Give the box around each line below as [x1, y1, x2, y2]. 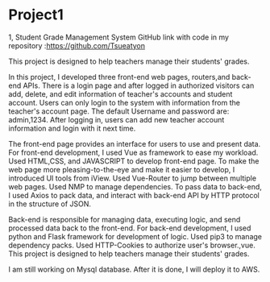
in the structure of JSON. [8, 199, 91, 209]
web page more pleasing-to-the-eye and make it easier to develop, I [8, 164, 235, 174]
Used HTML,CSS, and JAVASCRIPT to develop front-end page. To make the [8, 156, 260, 166]
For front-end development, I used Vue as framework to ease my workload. [8, 147, 259, 157]
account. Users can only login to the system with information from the [8, 97, 240, 107]
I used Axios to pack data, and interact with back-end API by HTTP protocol [8, 190, 260, 200]
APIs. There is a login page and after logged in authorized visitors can [23, 81, 255, 90]
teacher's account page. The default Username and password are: [8, 106, 230, 116]
